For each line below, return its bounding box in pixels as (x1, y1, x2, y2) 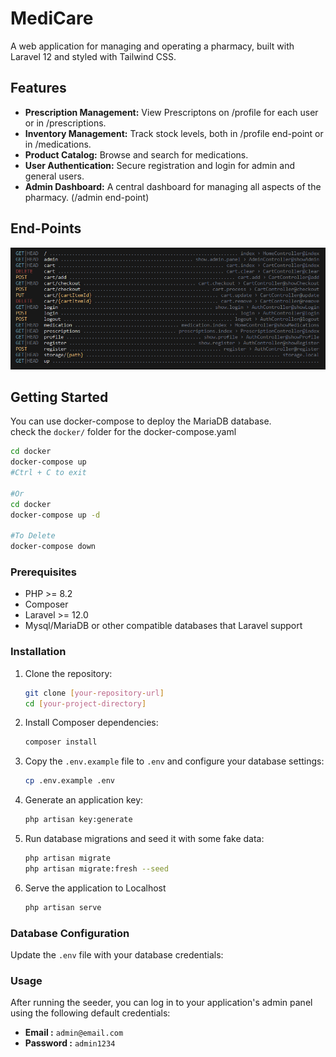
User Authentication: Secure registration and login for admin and (24, 159, 296, 171)
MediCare (10, 7, 94, 30)
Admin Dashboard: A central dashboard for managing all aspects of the (24, 180, 322, 192)
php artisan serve (24, 902, 102, 912)
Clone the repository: (24, 667, 113, 679)
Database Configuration (10, 926, 130, 940)
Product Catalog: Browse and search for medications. (24, 148, 249, 161)
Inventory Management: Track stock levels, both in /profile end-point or (24, 127, 324, 139)
